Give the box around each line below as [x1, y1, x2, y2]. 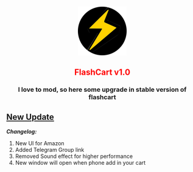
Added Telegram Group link [15, 146, 85, 154]
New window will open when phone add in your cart [15, 159, 146, 167]
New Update [6, 112, 55, 122]
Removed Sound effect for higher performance [15, 153, 133, 160]
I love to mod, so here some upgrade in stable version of [18, 86, 187, 94]
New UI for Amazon [15, 140, 65, 147]
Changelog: [6, 128, 37, 136]
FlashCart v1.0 [74, 67, 131, 78]
